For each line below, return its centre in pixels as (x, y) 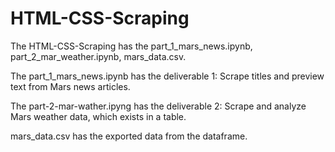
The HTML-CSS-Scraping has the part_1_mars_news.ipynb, (131, 46)
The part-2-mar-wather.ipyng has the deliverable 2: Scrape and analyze (158, 106)
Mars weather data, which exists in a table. (98, 116)
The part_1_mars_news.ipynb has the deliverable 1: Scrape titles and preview (167, 76)
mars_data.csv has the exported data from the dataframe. (129, 136)
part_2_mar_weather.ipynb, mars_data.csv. (98, 56)
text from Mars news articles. (70, 86)
